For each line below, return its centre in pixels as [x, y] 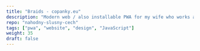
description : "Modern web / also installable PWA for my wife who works [98, 17]
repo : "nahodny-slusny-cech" [42, 22]
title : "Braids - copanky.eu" [44, 11]
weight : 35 [20, 33]
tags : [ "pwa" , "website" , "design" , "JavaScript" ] [70, 28]
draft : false [22, 39]
